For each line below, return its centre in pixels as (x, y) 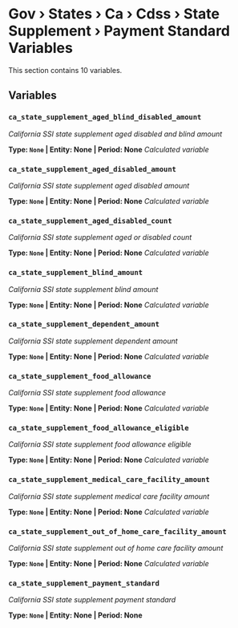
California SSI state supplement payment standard (92, 600)
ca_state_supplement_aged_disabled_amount (92, 169)
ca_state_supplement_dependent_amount (84, 324)
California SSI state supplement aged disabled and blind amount (115, 134)
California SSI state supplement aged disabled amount (99, 185)
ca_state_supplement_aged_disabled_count (90, 221)
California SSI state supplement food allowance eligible (100, 444)
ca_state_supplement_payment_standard (84, 583)
